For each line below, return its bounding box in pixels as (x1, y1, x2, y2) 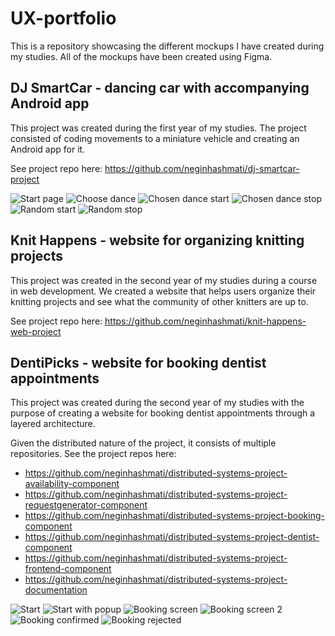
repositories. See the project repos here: (10, 448, 177, 460)
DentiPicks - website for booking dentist (10, 354, 267, 371)
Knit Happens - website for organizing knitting (10, 232, 305, 249)
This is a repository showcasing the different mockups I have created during (10, 40, 325, 52)
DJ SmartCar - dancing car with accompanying (10, 80, 310, 97)
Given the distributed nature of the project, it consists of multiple (10, 437, 277, 449)
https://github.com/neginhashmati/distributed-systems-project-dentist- (24, 531, 320, 543)
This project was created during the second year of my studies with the (10, 397, 305, 409)
